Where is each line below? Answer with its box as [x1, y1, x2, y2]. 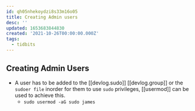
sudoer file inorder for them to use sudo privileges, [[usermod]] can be [14, 85, 189, 92]
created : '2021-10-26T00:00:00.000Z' [6, 31, 99, 37]
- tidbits [11, 42, 35, 48]
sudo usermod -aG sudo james [23, 99, 96, 105]
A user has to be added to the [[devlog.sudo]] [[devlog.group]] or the [14, 79, 183, 86]
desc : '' [6, 19, 28, 25]
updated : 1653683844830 [6, 25, 65, 31]
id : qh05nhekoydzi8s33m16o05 [6, 8, 78, 15]
